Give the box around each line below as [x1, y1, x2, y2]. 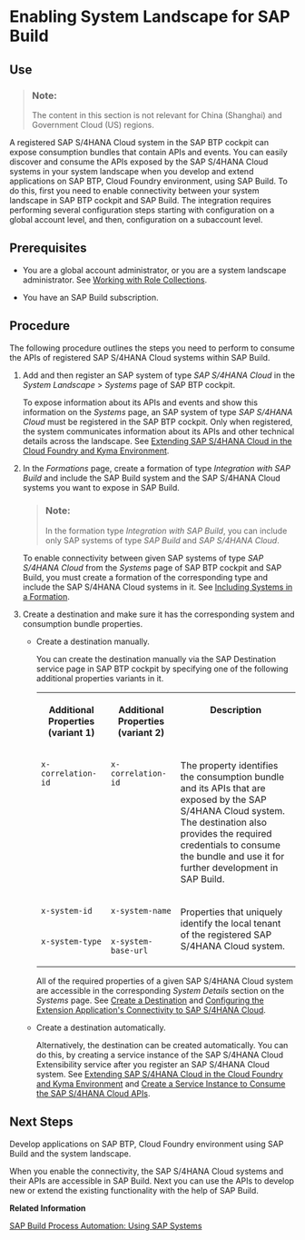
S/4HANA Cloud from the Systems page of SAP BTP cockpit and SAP [22, 561, 282, 573]
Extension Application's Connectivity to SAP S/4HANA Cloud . [35, 1004, 266, 1015]
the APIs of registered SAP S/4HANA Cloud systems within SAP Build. [9, 352, 271, 362]
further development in [180, 861, 279, 874]
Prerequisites [9, 241, 87, 256]
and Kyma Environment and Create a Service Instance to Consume [35, 1078, 286, 1089]
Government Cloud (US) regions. [31, 119, 154, 130]
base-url [110, 945, 148, 956]
